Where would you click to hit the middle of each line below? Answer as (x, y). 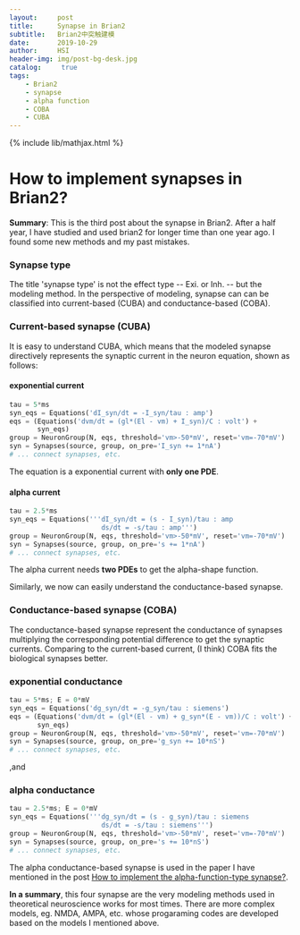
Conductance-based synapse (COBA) (93, 610)
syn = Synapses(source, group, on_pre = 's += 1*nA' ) (107, 544)
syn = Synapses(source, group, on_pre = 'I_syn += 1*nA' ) (115, 446)
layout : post (42, 17)
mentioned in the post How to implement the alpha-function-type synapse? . (149, 877)
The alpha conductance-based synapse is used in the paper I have (132, 867)
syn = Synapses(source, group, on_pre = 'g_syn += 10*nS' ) (117, 742)
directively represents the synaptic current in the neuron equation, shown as (150, 355)
